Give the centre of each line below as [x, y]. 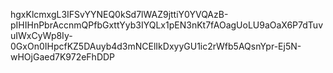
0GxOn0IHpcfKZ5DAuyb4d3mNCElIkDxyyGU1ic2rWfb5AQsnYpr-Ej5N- [156, 46]
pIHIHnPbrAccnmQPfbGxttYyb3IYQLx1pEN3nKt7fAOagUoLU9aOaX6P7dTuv [166, 25]
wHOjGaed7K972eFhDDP [63, 57]
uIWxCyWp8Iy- [41, 35]
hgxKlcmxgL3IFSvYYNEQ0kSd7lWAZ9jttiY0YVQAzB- [119, 14]
